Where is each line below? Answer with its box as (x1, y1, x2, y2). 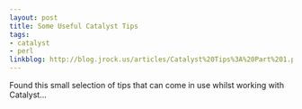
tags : (9, 30, 30, 39)
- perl (9, 47, 34, 56)
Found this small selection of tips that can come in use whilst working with (9, 80, 285, 90)
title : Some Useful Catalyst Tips (9, 22, 139, 31)
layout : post (9, 13, 58, 23)
